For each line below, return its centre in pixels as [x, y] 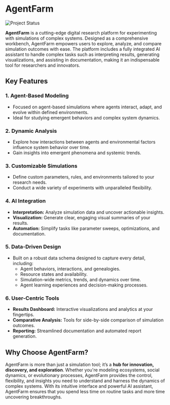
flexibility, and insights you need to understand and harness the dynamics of [85, 381]
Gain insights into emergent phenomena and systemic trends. [77, 153]
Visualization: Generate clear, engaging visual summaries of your [81, 217]
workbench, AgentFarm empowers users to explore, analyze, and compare [83, 43]
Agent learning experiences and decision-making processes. [84, 285]
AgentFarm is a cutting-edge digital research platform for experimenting [81, 33]
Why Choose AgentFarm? [47, 352]
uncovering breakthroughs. [34, 397]
